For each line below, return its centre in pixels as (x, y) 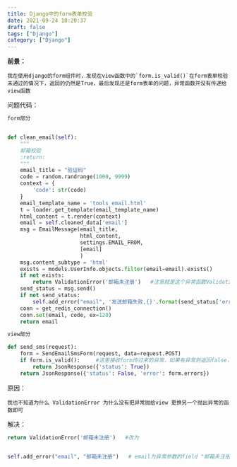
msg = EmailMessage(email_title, (69, 230)
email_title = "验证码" (53, 171)
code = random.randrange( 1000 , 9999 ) (75, 177)
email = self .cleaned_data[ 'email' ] (74, 223)
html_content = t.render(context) (71, 217)
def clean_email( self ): (42, 137)
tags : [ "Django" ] (33, 34)
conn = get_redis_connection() (66, 309)
